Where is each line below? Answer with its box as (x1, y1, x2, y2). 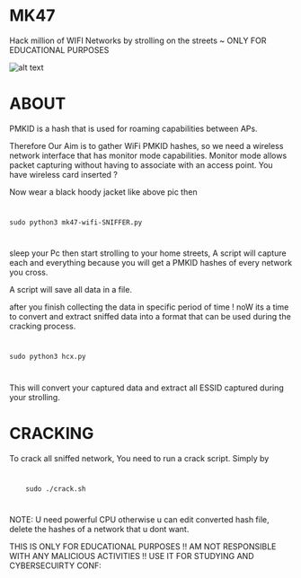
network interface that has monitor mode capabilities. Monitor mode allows (9, 150, 288, 161)
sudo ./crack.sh (25, 484, 87, 494)
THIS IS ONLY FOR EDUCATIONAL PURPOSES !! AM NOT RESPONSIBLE (9, 540, 277, 552)
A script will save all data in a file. (9, 285, 133, 295)
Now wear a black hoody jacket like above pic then (9, 186, 198, 197)
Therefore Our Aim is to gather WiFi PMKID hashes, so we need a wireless (9, 140, 284, 151)
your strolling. (9, 391, 60, 402)
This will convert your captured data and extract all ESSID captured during (9, 382, 285, 393)
